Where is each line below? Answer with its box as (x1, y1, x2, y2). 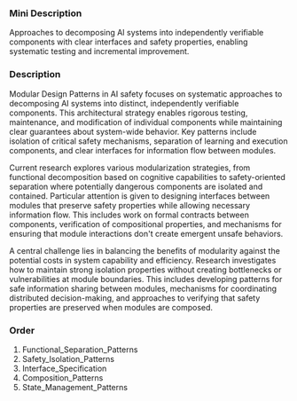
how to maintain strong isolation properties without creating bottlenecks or (9, 264, 282, 275)
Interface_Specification (21, 363, 107, 373)
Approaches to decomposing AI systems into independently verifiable (9, 28, 264, 38)
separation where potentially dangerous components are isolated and (9, 181, 263, 192)
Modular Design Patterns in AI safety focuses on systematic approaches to (9, 88, 283, 99)
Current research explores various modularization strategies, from (9, 162, 251, 173)
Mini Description (9, 7, 82, 20)
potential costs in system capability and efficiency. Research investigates (9, 255, 277, 265)
